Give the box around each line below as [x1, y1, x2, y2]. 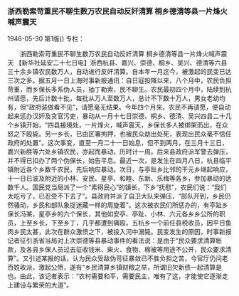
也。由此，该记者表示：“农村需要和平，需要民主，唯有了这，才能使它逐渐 [7, 272, 223, 280]
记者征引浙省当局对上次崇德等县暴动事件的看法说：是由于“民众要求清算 [7, 236, 216, 245]
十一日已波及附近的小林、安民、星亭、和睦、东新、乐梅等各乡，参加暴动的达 [7, 174, 232, 183]
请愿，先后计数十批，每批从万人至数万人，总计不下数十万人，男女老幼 [13, 94, 219, 102]
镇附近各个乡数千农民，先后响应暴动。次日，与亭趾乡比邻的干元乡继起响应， [7, 165, 232, 174]
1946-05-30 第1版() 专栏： [7, 34, 85, 43]
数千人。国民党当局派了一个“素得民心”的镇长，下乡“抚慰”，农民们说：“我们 [7, 183, 227, 191]
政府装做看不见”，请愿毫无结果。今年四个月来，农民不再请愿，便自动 [28, 103, 231, 112]
